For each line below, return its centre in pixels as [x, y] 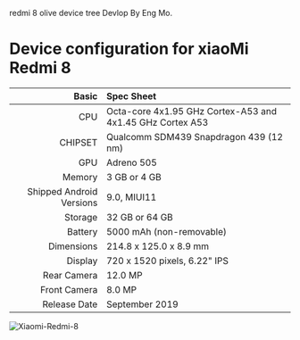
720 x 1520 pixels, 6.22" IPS [167, 261]
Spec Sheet [131, 95]
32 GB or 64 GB [140, 217]
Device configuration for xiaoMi [129, 49]
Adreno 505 [132, 162]
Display [82, 261]
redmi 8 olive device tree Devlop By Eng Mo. [91, 13]
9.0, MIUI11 [131, 197]
